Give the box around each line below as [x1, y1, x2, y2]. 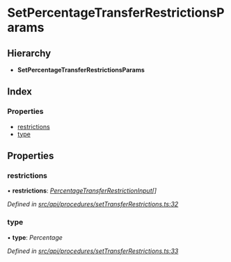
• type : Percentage [7, 233, 63, 241]
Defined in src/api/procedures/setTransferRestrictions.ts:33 [7, 247, 179, 255]
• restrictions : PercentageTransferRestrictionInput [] [7, 186, 157, 195]
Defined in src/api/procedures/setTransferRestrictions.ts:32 [7, 200, 179, 208]
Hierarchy [7, 47, 51, 59]
